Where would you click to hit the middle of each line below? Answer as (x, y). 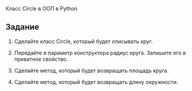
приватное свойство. (41, 59)
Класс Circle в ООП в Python (41, 9)
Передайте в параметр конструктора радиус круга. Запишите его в (100, 53)
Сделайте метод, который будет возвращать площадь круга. (91, 70)
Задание (23, 27)
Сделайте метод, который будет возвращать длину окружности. (96, 82)
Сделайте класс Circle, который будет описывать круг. (84, 41)
